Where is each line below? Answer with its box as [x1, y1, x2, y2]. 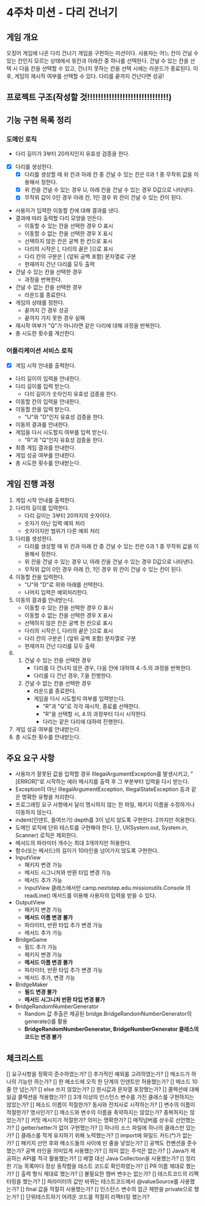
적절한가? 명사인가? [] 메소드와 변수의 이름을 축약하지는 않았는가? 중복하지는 [6, 1109, 188, 1116]
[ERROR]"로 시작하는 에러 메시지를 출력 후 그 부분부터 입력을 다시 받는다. [15, 778, 190, 785]
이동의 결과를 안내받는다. [15, 596, 75, 604]
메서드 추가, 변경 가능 [24, 974, 75, 981]
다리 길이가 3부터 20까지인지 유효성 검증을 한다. [15, 150, 130, 157]
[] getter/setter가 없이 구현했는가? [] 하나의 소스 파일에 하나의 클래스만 [15, 1124, 185, 1132]
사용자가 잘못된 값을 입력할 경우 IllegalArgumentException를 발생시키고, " [15, 770, 194, 777]
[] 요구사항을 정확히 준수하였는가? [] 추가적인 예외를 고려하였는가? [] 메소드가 [6, 1070, 190, 1078]
